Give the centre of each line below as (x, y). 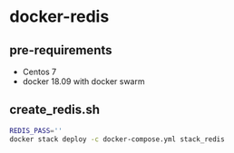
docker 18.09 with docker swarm (83, 81)
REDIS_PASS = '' (36, 130)
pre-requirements (61, 50)
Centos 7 (39, 72)
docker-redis (59, 17)
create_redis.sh (55, 110)
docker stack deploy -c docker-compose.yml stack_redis (117, 139)
